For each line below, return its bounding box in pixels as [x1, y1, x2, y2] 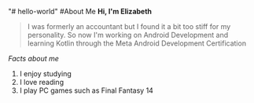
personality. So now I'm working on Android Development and [27, 31, 229, 39]
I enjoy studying [19, 69, 72, 78]
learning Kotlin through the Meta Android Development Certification [27, 39, 246, 48]
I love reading [19, 78, 64, 86]
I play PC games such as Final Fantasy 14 [19, 86, 153, 95]
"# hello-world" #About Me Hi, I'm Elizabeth [8, 7, 152, 16]
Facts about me [8, 54, 59, 63]
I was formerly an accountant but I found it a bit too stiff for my [27, 22, 231, 31]
